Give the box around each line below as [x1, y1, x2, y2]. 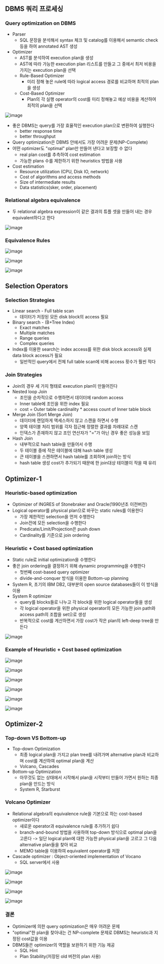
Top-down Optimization [12, 746, 61, 752]
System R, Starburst [19, 786, 61, 792]
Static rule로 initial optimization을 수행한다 [12, 557, 96, 563]
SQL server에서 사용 [19, 859, 60, 865]
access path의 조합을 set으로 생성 [19, 611, 86, 617]
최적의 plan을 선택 [27, 102, 63, 108]
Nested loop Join [12, 389, 47, 395]
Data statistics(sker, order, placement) [19, 184, 97, 190]
